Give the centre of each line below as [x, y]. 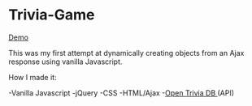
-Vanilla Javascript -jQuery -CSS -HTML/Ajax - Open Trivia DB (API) [121, 93]
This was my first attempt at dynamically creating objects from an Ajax [126, 53]
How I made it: [33, 77]
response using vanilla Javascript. [65, 61]
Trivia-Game [52, 15]
